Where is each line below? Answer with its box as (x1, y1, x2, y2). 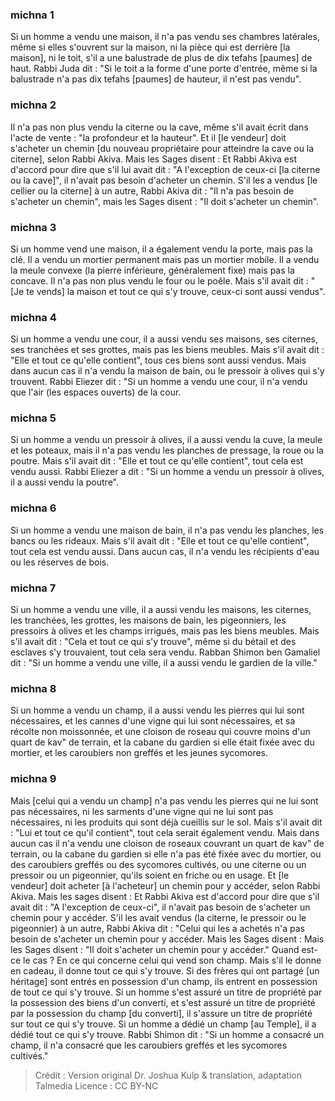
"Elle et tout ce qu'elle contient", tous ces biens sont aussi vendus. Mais (10, 354, 307, 367)
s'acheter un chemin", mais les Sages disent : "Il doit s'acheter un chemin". (10, 195, 320, 207)
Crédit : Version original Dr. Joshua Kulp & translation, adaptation (34, 1069, 302, 1081)
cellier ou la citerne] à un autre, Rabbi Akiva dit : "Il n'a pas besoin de (10, 184, 295, 197)
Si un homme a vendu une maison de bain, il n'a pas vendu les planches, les (10, 524, 325, 536)
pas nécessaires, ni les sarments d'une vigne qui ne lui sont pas (10, 805, 274, 817)
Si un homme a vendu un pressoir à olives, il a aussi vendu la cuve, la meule (10, 434, 323, 446)
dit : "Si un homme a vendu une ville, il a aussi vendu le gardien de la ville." (10, 657, 318, 669)
